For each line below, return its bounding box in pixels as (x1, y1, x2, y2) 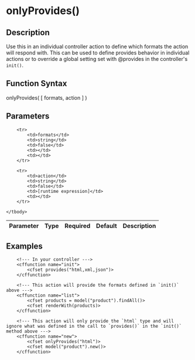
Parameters (6, 111, 50, 121)
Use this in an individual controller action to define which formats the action (6, 43, 189, 50)
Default (95, 222, 117, 230)
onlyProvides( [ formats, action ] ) (6, 94, 87, 101)
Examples (6, 242, 43, 252)
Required (64, 222, 91, 230)
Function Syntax (6, 79, 67, 89)
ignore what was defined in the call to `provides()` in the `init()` (6, 324, 182, 330)
